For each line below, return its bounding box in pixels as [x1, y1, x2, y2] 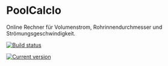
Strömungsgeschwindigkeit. [6, 29, 76, 37]
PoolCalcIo [6, 4, 61, 17]
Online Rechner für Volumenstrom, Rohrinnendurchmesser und [6, 23, 163, 31]
